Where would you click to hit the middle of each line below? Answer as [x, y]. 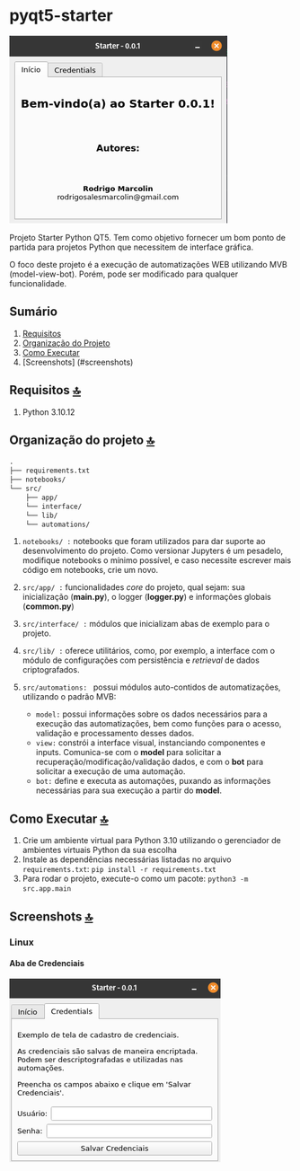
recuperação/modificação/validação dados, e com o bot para [150, 762]
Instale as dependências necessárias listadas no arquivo [127, 859]
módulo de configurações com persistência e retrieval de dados [141, 660]
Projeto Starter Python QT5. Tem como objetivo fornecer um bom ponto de [147, 237]
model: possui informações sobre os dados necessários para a [151, 714]
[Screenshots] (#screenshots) [78, 362]
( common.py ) [48, 606]
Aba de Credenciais [47, 964]
